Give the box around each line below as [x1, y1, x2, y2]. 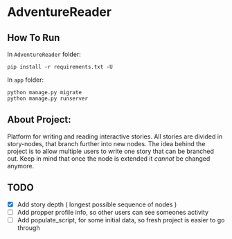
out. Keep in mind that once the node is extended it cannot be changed [7, 154, 211, 163]
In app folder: [7, 76, 44, 84]
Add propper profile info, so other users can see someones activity [17, 208, 209, 216]
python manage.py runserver [7, 95, 89, 102]
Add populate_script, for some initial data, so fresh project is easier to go [17, 215, 225, 224]
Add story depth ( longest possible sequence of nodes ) [17, 200, 177, 209]
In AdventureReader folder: [7, 50, 81, 58]
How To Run [7, 32, 60, 44]
